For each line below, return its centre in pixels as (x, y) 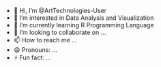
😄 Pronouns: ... (35, 50)
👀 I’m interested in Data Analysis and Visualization (84, 18)
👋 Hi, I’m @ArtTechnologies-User (60, 11)
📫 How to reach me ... (45, 40)
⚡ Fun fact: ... (32, 57)
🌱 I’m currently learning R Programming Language (84, 25)
